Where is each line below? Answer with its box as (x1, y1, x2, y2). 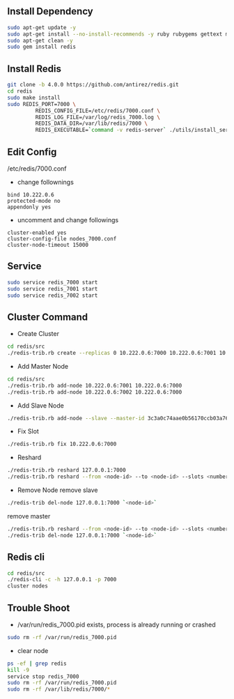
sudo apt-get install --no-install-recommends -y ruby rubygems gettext (7, 31, 223, 38)
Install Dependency (7, 6, 94, 17)
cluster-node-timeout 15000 (7, 241, 89, 248)
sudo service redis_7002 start (7, 292, 98, 299)
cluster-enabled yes (7, 229, 68, 236)
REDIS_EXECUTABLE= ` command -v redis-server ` (35, 127, 167, 134)
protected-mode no (7, 197, 61, 204)
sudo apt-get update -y (7, 24, 77, 31)
